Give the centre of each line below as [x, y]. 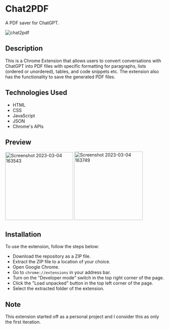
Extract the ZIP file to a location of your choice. [61, 262]
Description [24, 49]
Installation [23, 234]
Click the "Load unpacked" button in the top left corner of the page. [83, 283]
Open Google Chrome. [36, 267]
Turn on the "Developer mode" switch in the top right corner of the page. [88, 278]
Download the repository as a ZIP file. [51, 256]
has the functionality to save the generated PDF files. [60, 77]
